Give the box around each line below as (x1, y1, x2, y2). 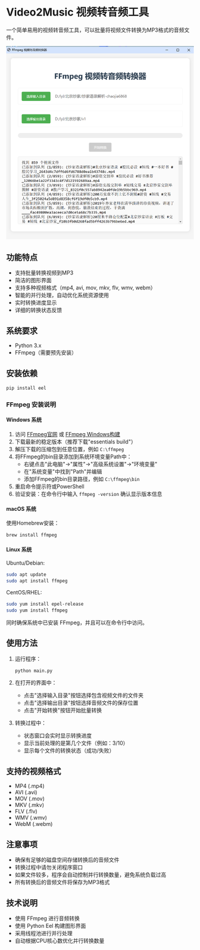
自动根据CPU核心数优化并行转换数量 (14, 937, 105, 944)
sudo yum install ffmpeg (6, 607, 68, 613)
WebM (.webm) (14, 821, 53, 828)
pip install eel (6, 385, 46, 391)
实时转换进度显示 (14, 299, 57, 306)
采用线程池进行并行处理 (14, 929, 73, 937)
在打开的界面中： (14, 679, 57, 686)
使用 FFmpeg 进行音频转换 (14, 914, 80, 922)
